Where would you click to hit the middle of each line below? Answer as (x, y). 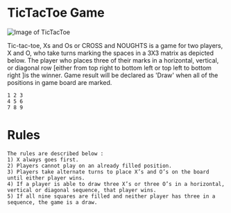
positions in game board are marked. (60, 82)
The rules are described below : (55, 153)
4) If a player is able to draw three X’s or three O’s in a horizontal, (116, 184)
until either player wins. (46, 178)
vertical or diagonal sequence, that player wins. (82, 190)
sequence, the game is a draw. (52, 202)
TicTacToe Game (56, 13)
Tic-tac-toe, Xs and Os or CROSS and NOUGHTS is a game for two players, (115, 45)
